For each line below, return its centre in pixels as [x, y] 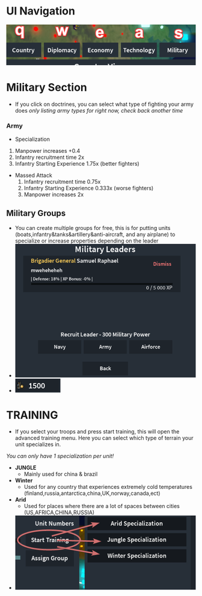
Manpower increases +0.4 [47, 151]
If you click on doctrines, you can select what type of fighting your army [104, 104]
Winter [24, 480]
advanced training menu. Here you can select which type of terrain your [104, 438]
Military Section [47, 87]
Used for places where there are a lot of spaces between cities [102, 506]
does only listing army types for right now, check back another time [99, 110]
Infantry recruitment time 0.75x [62, 181]
